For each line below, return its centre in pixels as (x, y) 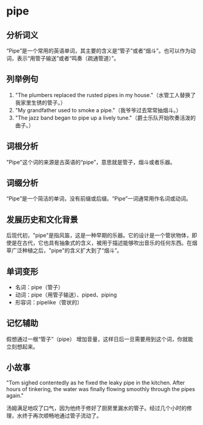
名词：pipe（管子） (39, 287)
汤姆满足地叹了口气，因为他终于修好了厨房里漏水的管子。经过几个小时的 (96, 408)
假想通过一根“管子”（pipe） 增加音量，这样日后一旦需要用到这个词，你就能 (100, 339)
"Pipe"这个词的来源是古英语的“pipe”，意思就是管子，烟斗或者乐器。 (91, 162)
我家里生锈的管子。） (40, 102)
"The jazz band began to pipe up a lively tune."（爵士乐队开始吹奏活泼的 (105, 118)
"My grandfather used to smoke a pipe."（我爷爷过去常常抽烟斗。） (98, 110)
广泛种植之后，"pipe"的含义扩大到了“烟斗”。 (67, 250)
